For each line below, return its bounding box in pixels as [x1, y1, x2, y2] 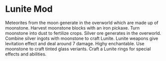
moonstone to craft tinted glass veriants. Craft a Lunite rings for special [5, 46, 151, 52]
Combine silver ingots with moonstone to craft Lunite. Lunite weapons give [5, 35, 159, 41]
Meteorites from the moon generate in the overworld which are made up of [5, 20, 159, 26]
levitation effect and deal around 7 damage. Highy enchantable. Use [5, 40, 145, 46]
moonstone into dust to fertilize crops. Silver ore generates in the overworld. [5, 30, 162, 36]
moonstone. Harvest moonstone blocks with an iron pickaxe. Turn [5, 25, 140, 30]
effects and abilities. [5, 51, 47, 57]
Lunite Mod [5, 3, 53, 15]
